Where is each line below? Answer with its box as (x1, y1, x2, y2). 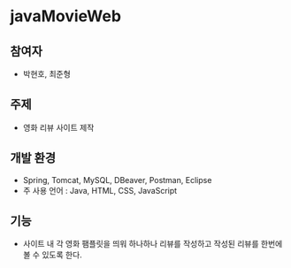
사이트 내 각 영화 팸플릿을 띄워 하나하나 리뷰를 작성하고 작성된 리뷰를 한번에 (22, 239, 283, 249)
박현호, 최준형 (22, 69, 72, 79)
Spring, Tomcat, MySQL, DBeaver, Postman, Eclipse (22, 174, 212, 185)
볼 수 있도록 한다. (22, 249, 82, 260)
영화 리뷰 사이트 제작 (22, 122, 95, 133)
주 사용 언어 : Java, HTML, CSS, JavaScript (22, 185, 178, 195)
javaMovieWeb (10, 6, 122, 27)
